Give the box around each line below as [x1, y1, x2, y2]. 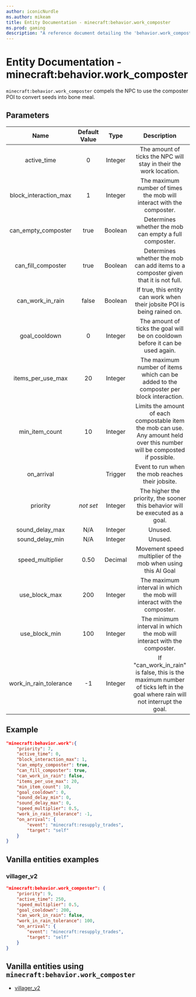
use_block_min [20, 629, 61, 638]
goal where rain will [133, 690, 187, 698]
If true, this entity [136, 285, 184, 293]
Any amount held [136, 431, 184, 439]
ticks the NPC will [136, 152, 184, 160]
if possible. [145, 453, 175, 461]
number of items [137, 363, 183, 371]
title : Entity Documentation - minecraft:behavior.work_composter [6, 19, 171, 25]
